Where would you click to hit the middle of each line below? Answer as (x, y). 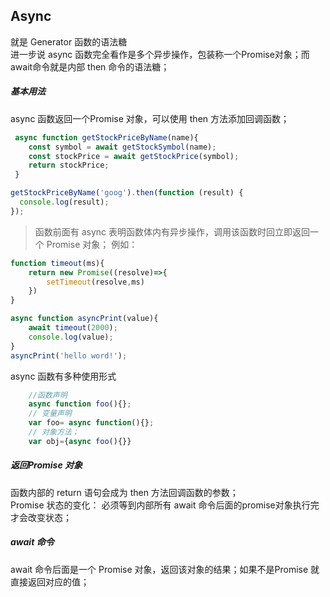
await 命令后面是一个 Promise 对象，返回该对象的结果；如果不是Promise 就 (165, 569)
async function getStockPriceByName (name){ (106, 137)
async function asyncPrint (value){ (84, 319)
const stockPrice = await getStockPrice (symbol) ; (134, 156)
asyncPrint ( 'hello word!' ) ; (69, 355)
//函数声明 (48, 395)
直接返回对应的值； (50, 581)
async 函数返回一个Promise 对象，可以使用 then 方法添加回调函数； (150, 118)
